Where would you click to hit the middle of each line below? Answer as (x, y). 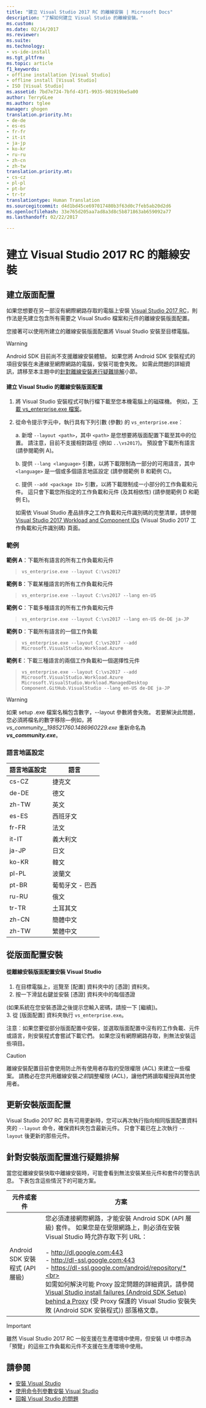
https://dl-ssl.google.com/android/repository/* (119, 1268)
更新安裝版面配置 (39, 1104)
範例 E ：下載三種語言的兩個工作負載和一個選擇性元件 (73, 660)
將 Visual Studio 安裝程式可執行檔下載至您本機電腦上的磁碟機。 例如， (104, 402)
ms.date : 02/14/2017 (33, 29)
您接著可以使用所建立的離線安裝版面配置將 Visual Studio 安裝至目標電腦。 (100, 331)
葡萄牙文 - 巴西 (74, 885)
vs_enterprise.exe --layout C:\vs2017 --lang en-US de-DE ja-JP (105, 619)
